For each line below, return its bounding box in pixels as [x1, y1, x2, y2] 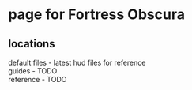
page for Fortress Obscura [8, 6, 186, 24]
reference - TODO [8, 75, 67, 84]
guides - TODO [8, 66, 58, 76]
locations [8, 37, 55, 51]
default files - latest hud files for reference [8, 58, 146, 67]
